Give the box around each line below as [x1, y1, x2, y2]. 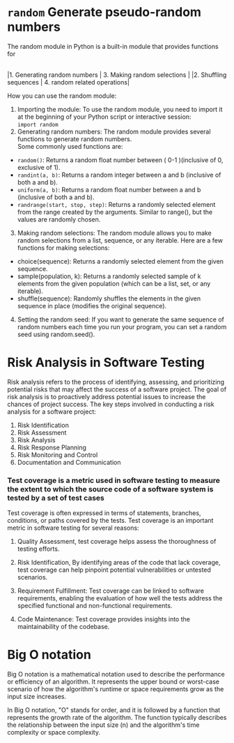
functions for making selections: [17, 243, 110, 252]
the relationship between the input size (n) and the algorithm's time [7, 721, 200, 729]
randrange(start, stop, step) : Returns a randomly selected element [17, 200, 216, 208]
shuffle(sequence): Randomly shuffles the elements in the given [17, 294, 201, 303]
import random [17, 121, 58, 128]
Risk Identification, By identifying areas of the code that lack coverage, [17, 558, 221, 567]
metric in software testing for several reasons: [7, 524, 139, 532]
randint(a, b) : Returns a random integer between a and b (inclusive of [17, 171, 221, 179]
